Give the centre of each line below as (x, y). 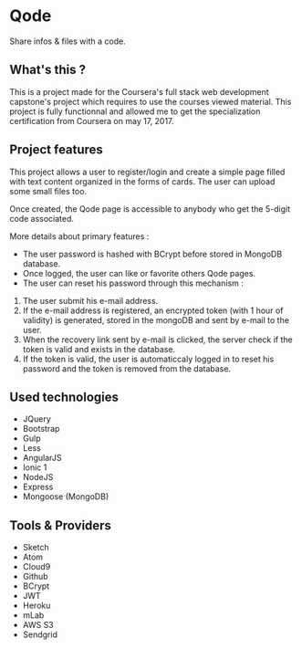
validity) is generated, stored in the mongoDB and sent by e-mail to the (156, 319)
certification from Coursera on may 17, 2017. (92, 120)
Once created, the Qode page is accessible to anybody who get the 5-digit (150, 209)
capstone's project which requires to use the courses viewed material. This (151, 101)
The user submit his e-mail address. (90, 300)
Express (38, 487)
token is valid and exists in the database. (99, 349)
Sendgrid (40, 634)
